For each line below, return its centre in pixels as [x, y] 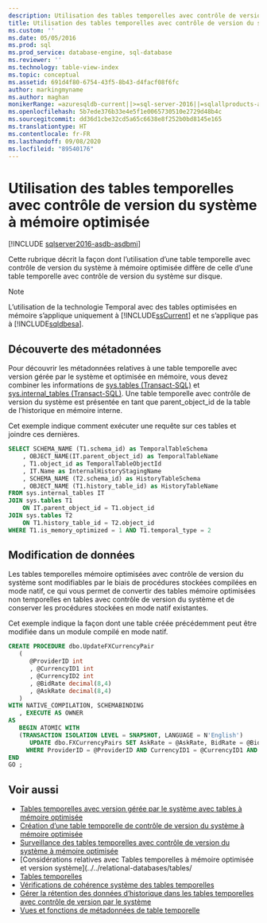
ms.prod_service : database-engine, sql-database [90, 53]
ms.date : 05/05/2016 [43, 38]
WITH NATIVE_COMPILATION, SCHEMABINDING [76, 706]
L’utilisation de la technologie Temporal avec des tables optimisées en [122, 307]
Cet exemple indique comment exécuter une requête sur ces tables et [122, 426]
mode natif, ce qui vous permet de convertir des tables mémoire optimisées [132, 591]
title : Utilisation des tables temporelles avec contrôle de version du [131, 23]
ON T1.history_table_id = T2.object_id [89, 523]
